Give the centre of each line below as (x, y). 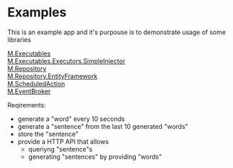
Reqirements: (27, 105)
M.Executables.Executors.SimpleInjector (66, 61)
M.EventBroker (29, 91)
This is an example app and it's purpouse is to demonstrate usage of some (116, 32)
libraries (19, 39)
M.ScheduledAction (36, 83)
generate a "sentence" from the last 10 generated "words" (103, 126)
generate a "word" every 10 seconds (71, 119)
